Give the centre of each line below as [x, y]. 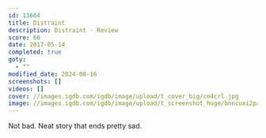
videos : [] [26, 89]
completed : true [35, 52]
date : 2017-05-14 [37, 45]
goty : [17, 60]
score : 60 [25, 37]
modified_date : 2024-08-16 [53, 74]
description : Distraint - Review [63, 30]
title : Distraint [37, 23]
